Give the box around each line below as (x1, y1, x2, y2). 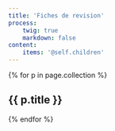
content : (8, 41, 37, 49)
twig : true (22, 26, 59, 34)
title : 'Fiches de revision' (8, 11, 105, 20)
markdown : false (22, 33, 77, 42)
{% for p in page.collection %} (8, 71, 108, 79)
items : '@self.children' (22, 48, 105, 56)
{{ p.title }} (8, 93, 63, 107)
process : (8, 19, 37, 27)
